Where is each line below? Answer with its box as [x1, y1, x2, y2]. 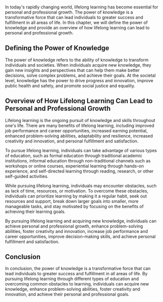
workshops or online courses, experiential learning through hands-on [5, 163, 144, 169]
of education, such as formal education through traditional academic [5, 153, 143, 159]
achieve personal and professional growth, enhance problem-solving [5, 223, 144, 229]
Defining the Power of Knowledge [5, 44, 109, 53]
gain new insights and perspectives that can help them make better [5, 67, 140, 73]
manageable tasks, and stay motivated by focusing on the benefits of [5, 203, 144, 209]
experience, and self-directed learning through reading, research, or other [5, 168, 154, 174]
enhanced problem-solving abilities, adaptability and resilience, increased [5, 133, 153, 139]
